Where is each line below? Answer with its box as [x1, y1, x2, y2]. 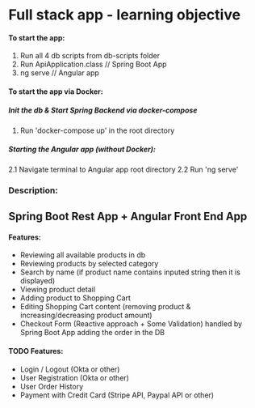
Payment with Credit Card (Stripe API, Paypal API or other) [19, 390, 215, 400]
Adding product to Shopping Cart [19, 293, 132, 303]
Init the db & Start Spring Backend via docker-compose [8, 105, 198, 115]
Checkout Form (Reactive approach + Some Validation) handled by [19, 319, 243, 329]
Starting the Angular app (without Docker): [8, 144, 156, 154]
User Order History [19, 381, 84, 391]
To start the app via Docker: [8, 87, 103, 96]
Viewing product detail [19, 285, 95, 295]
